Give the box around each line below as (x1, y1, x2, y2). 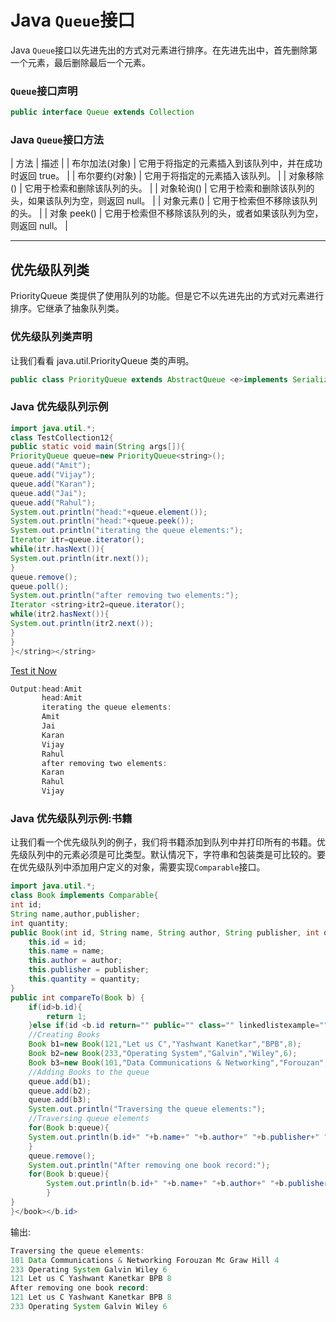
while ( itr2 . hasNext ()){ (10, 609, 110, 620)
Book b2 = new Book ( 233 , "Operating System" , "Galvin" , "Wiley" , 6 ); (28, 1049, 298, 1059)
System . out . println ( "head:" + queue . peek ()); (10, 516, 195, 526)
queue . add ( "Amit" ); (10, 461, 92, 471)
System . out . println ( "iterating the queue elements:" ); (10, 526, 244, 536)
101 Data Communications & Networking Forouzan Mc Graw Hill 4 (10, 1255, 280, 1265)
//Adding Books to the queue (28, 1067, 150, 1077)
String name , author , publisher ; (10, 909, 141, 919)
